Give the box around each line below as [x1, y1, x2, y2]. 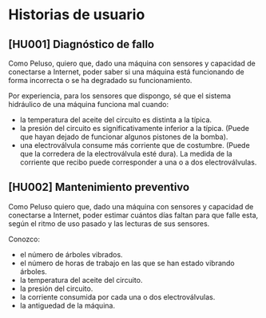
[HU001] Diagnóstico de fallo [8, 38, 154, 51]
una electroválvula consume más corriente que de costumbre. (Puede [19, 141, 250, 149]
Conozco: [8, 234, 41, 244]
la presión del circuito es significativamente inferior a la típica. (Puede [19, 124, 250, 133]
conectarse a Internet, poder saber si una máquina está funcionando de [8, 67, 245, 77]
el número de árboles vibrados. [19, 249, 123, 259]
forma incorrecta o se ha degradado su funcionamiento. [8, 76, 193, 85]
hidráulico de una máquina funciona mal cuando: [8, 100, 169, 109]
